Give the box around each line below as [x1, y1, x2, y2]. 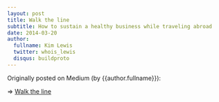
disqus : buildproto [13, 55, 70, 62]
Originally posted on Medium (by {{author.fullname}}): [7, 74, 161, 82]
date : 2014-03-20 [7, 29, 58, 37]
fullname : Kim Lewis [13, 42, 73, 49]
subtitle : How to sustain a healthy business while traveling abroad [7, 23, 213, 30]
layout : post [7, 10, 45, 17]
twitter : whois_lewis [13, 49, 76, 56]
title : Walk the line [7, 17, 70, 23]
